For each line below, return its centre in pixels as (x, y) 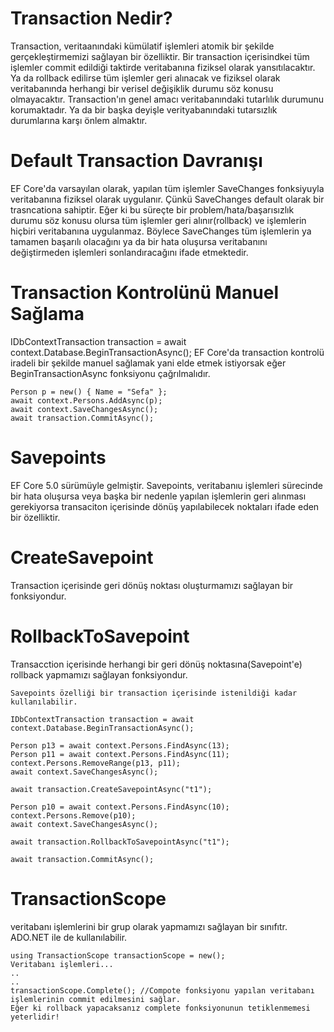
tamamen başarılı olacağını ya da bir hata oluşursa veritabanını (139, 241)
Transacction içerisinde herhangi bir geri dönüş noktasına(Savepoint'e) (156, 664)
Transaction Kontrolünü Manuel (145, 293)
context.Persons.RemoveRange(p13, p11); (96, 763)
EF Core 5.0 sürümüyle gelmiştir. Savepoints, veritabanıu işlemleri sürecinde (166, 485)
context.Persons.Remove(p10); (73, 815)
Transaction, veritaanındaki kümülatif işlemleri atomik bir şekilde (142, 46)
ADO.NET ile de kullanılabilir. (69, 937)
